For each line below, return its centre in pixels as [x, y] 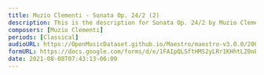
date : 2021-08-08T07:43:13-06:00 [63, 59]
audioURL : [24, 45]
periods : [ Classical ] [44, 37]
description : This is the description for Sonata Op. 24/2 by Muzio [123, 23]
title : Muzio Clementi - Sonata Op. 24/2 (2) [84, 15]
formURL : [22, 52]
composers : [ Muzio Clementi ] [56, 30]
